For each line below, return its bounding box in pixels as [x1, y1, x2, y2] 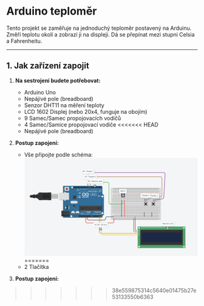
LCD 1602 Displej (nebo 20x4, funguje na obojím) [24, 108, 148, 115]
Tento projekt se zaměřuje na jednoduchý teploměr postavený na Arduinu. [6, 24, 192, 32]
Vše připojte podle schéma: [24, 151, 93, 158]
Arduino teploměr [6, 4, 97, 18]
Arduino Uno [24, 88, 56, 96]
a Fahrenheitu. [6, 37, 42, 44]
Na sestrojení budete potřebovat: [15, 77, 101, 84]
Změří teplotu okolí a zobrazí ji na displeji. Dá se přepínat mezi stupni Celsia [6, 30, 195, 38]
